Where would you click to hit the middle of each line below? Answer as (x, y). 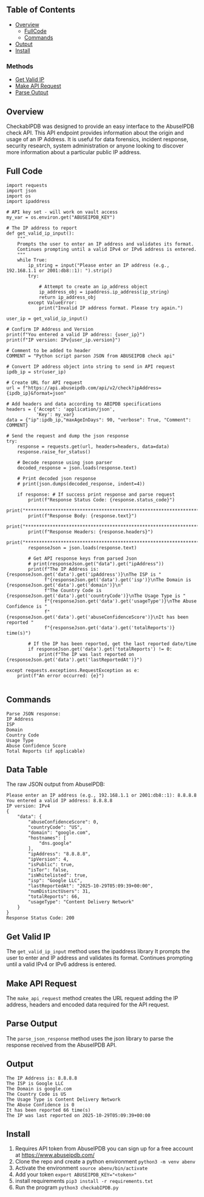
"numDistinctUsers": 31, (59, 892)
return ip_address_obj (67, 297)
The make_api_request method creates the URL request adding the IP (92, 998)
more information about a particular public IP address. (74, 152)
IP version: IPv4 (28, 806)
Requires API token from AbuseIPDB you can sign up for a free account (104, 1149)
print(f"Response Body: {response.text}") (83, 516)
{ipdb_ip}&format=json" (36, 393)
